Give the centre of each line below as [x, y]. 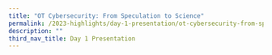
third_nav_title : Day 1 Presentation [72, 38]
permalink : [27, 23]
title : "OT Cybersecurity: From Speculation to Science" [106, 16]
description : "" [36, 31]
